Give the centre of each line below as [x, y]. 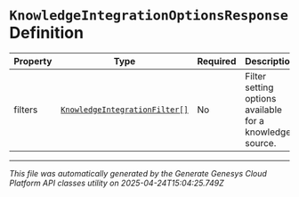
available [263, 110]
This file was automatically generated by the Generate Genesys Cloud [138, 173]
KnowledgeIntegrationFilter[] [125, 109]
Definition [47, 33]
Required [217, 61]
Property [33, 61]
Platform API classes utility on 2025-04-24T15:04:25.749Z [117, 183]
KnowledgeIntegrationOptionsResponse [149, 16]
